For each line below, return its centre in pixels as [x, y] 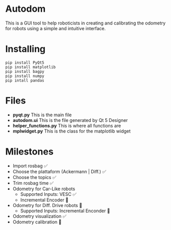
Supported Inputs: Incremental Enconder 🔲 [65, 211]
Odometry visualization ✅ [40, 216]
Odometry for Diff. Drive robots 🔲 [47, 205]
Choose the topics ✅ [34, 177]
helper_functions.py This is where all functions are [67, 125]
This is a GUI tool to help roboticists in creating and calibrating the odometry [86, 23]
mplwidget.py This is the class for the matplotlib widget [72, 131]
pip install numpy [25, 76]
